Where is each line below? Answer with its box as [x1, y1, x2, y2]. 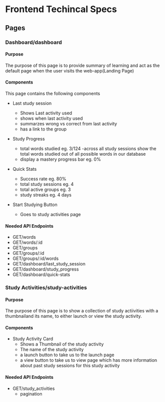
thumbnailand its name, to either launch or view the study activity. [5, 313, 142, 319]
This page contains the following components [5, 90, 100, 96]
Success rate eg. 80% [20, 175, 67, 182]
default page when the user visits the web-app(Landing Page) [5, 68, 134, 74]
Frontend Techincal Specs [5, 4, 117, 15]
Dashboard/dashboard [5, 39, 62, 46]
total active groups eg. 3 [20, 186, 71, 192]
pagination [20, 390, 42, 396]
